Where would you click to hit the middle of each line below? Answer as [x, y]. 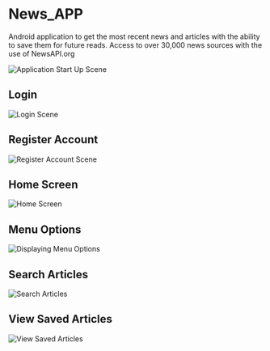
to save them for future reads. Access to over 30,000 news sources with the [135, 44]
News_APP [46, 14]
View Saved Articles [61, 319]
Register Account [53, 140]
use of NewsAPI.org [42, 53]
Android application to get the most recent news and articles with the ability [134, 36]
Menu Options [45, 229]
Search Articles [49, 275]
